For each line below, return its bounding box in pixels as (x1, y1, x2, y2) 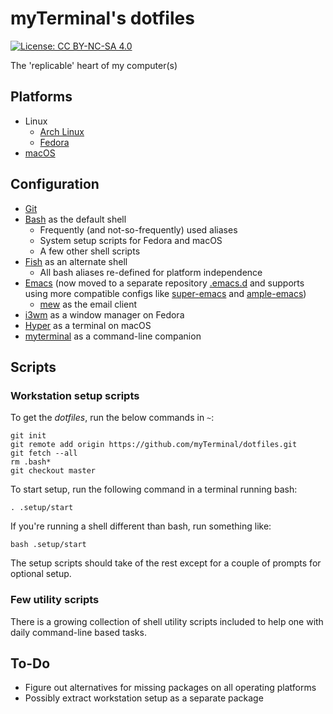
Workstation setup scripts (10, 388, 140, 402)
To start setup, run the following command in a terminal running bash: (10, 483, 298, 496)
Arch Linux (39, 125, 85, 137)
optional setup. (10, 568, 72, 580)
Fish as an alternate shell (24, 255, 128, 267)
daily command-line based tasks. (10, 626, 147, 638)
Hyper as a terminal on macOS (24, 319, 152, 331)
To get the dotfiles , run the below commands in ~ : (10, 412, 215, 424)
